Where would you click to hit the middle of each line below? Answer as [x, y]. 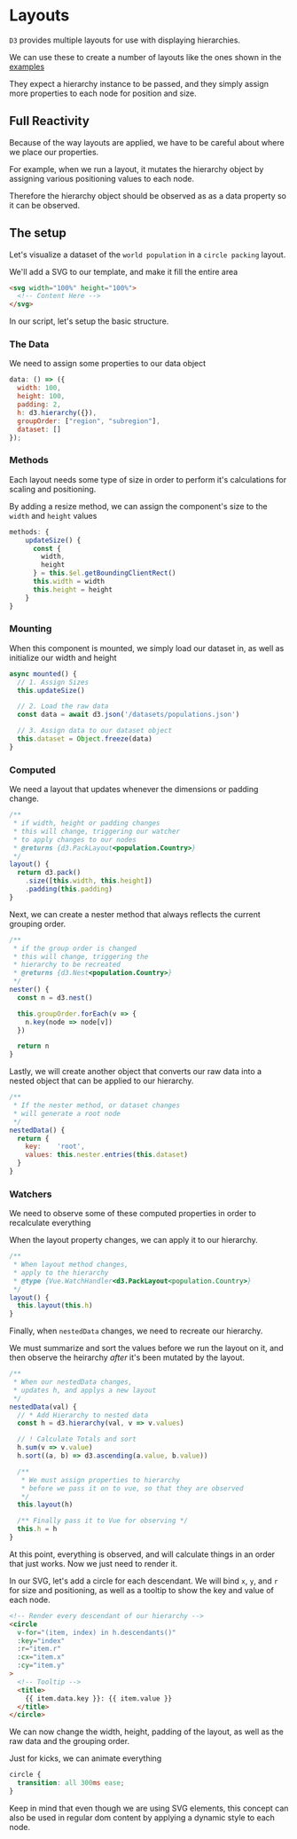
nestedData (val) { [43, 1407]
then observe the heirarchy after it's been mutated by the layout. [127, 1357]
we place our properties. [54, 152]
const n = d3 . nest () [55, 998]
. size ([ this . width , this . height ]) [89, 881]
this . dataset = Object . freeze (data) [85, 739]
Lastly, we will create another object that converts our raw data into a [136, 1072]
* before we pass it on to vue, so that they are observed [132, 1488]
